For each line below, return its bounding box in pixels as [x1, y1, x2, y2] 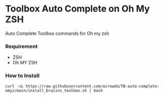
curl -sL [5, 83, 24, 88]
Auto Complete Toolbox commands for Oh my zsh [5, 30, 110, 36]
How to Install [5, 72, 39, 79]
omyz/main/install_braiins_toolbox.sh [5, 88, 87, 93]
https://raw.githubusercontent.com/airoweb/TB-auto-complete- [25, 83, 159, 88]
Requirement [5, 43, 38, 50]
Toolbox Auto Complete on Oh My [5, 3, 150, 15]
